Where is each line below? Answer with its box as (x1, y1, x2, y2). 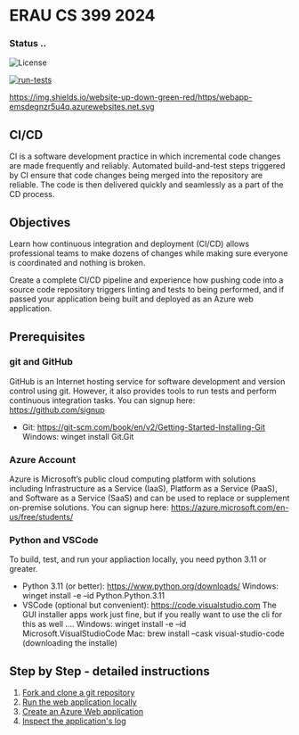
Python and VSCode (9, 534, 100, 547)
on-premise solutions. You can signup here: (9, 502, 169, 513)
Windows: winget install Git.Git (21, 431, 134, 442)
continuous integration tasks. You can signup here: (9, 394, 196, 406)
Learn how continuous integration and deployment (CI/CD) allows (9, 238, 250, 250)
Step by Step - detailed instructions (9, 664, 211, 679)
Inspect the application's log (21, 715, 126, 727)
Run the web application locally (21, 697, 137, 707)
